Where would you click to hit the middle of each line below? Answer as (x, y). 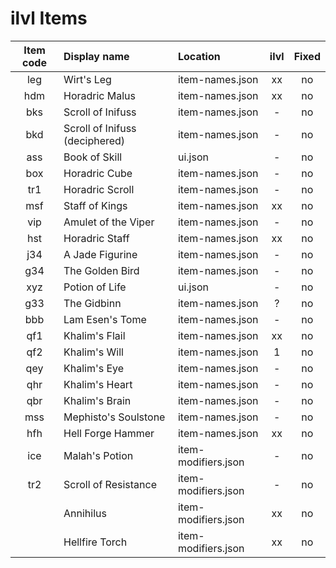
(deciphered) (94, 140)
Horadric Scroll (99, 189)
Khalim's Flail (94, 335)
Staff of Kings (95, 205)
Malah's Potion (98, 455)
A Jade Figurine (100, 254)
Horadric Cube (98, 173)
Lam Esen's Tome (105, 319)
